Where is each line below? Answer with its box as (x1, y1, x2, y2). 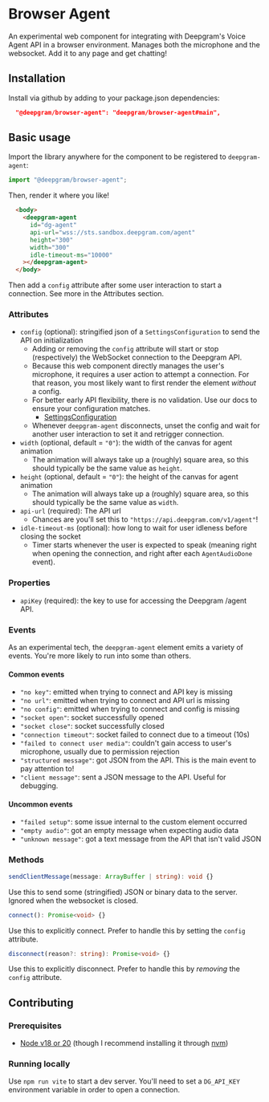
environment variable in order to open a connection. (8, 1085, 181, 1095)
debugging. (19, 781, 59, 791)
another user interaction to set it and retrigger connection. (31, 429, 225, 439)
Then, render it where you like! (8, 190, 110, 201)
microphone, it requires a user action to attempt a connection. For (31, 370, 250, 380)
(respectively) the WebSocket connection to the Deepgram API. (31, 352, 243, 362)
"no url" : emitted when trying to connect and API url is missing (19, 696, 230, 706)
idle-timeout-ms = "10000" (29, 250, 113, 259)
